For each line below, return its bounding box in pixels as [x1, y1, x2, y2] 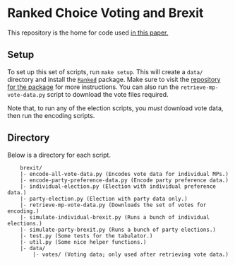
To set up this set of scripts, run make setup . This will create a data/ [7, 67, 203, 76]
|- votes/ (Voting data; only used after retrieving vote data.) [32, 251, 229, 258]
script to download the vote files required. [47, 90, 169, 98]
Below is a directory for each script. [7, 151, 112, 159]
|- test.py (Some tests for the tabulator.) [20, 232, 153, 240]
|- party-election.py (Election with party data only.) [20, 195, 188, 202]
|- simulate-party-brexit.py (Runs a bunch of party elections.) [20, 226, 217, 233]
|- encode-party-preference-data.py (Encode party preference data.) [20, 177, 229, 184]
